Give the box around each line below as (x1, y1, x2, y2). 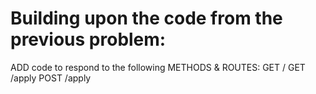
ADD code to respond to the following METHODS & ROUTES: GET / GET (10, 61, 306, 73)
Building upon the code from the (10, 7, 283, 30)
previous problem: (10, 28, 167, 51)
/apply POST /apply (10, 72, 92, 84)
